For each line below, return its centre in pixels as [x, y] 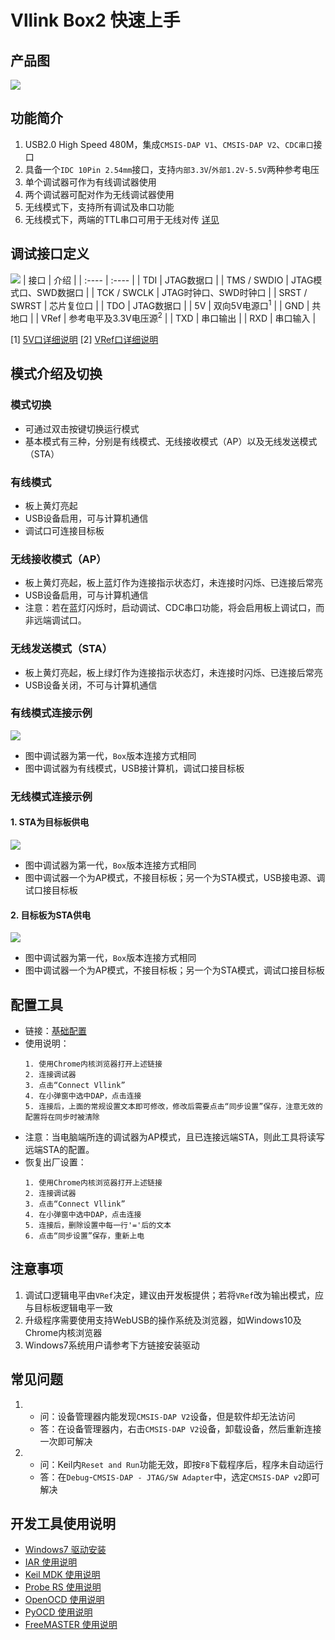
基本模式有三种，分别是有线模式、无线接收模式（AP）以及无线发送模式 [171, 441]
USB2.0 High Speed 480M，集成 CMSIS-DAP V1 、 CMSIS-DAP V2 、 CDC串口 [169, 144]
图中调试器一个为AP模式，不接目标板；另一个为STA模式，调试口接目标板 [174, 970]
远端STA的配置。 [59, 1149]
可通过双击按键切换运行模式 [82, 428]
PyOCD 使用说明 [58, 1612]
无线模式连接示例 [51, 796]
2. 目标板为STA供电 [50, 915]
